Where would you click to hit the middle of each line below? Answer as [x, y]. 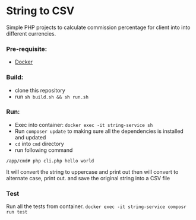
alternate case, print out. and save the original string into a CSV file [88, 178]
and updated [30, 137]
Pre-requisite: [27, 49]
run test [17, 212]
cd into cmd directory [39, 144]
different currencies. [31, 33]
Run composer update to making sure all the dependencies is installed [99, 131]
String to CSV [40, 11]
